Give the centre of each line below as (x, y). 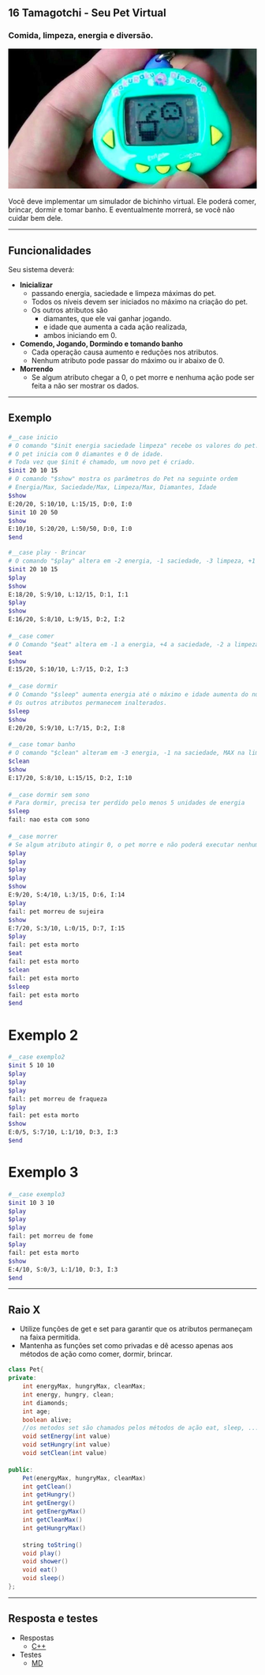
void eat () (40, 1570)
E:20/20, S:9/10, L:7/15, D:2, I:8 (67, 728)
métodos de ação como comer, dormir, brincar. (96, 1354)
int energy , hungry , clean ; (68, 1395)
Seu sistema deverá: (41, 269)
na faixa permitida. (50, 1337)
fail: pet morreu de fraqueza (58, 1099)
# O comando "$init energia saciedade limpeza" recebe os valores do (125, 445)
